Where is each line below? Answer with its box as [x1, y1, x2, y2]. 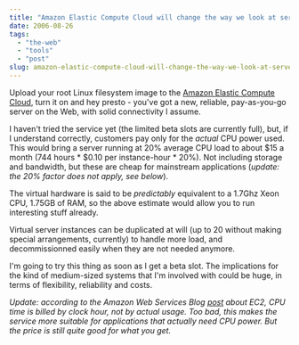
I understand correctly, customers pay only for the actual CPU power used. [9, 133, 285, 144]
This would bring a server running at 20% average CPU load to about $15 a [9, 142, 285, 152]
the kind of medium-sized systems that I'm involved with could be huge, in [9, 269, 282, 281]
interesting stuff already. [9, 207, 100, 218]
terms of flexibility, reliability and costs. [9, 279, 153, 290]
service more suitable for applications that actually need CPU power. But [9, 316, 278, 326]
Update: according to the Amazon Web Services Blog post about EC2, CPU [9, 296, 287, 308]
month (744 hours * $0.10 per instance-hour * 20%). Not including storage [9, 152, 283, 162]
